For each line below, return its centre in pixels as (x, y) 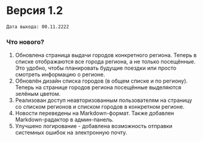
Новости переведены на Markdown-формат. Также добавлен (95, 113)
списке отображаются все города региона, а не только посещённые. (105, 62)
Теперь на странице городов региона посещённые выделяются (98, 87)
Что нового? (25, 42)
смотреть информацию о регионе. (60, 75)
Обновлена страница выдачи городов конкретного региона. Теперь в (106, 55)
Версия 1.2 (35, 11)
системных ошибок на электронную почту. (71, 133)
